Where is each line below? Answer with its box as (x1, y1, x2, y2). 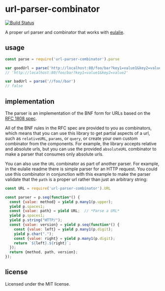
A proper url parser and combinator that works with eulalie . (5, 29, 125, 35)
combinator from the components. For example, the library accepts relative (5, 140, 157, 146)
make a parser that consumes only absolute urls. (5, 151, 104, 157)
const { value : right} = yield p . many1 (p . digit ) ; (14, 236, 115, 241)
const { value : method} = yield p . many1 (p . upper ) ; (9, 199, 113, 204)
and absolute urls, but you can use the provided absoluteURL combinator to (5, 146, 157, 152)
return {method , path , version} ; (9, 250, 78, 255)
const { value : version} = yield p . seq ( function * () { (9, 223, 120, 227)
